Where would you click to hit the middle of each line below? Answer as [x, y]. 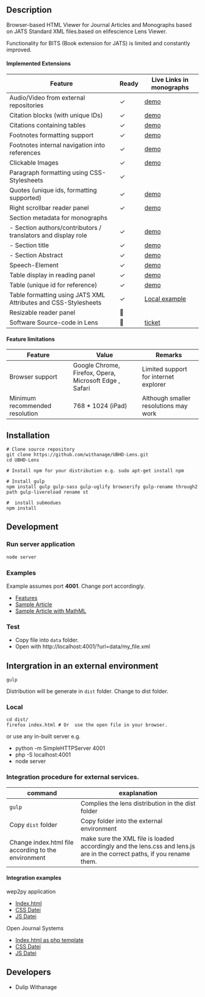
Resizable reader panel [42, 313]
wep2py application [31, 891]
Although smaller [166, 398]
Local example [165, 299]
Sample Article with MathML [51, 610]
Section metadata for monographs [59, 218]
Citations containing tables [48, 125]
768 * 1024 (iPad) [100, 406]
